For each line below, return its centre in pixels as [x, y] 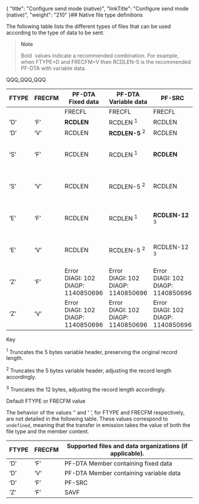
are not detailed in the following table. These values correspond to [87, 419]
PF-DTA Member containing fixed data [118, 463]
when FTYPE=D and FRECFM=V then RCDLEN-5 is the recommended [106, 62]
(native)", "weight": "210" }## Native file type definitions [75, 15]
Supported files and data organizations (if [127, 446]
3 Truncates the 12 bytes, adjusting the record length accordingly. [86, 389]
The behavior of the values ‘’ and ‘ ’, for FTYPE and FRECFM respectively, [95, 412]
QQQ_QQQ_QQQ [26, 80]
